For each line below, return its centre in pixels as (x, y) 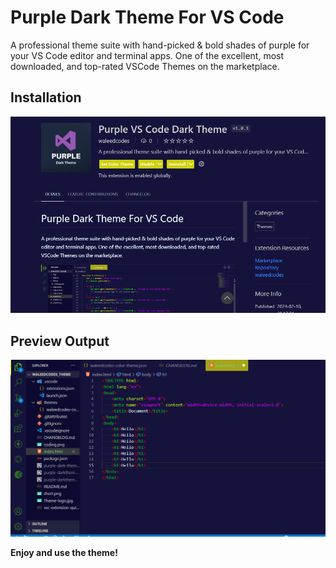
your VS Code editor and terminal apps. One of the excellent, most (147, 55)
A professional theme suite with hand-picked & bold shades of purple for (160, 45)
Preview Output (60, 341)
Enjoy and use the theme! (64, 553)
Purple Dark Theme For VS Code (147, 17)
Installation (46, 97)
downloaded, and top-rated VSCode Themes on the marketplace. (145, 66)
